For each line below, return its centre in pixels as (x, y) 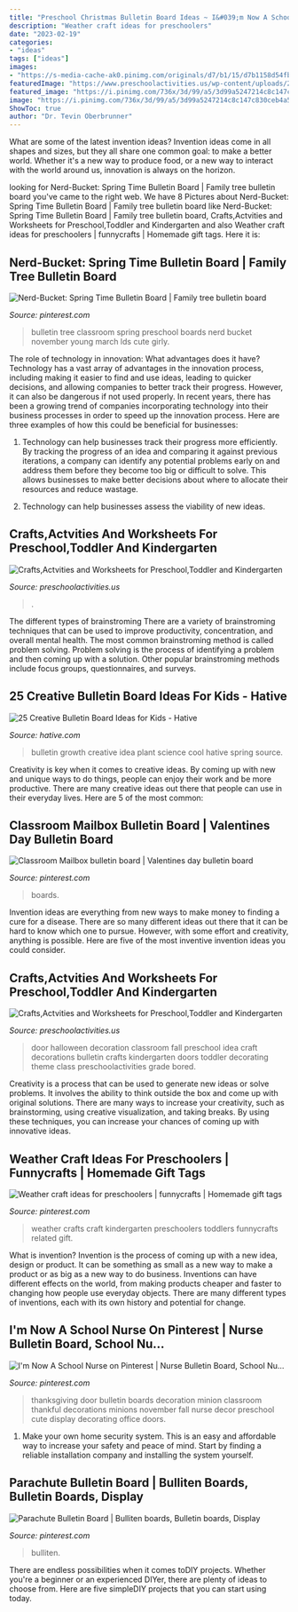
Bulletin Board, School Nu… (87, 1344)
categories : (31, 42)
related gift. (52, 1238)
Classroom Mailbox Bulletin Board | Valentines (140, 826)
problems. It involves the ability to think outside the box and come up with (144, 1093)
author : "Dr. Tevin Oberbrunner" (71, 116)
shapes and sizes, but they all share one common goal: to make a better (141, 151)
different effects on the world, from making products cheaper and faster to (145, 1283)
